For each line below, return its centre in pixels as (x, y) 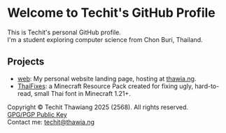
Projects (26, 62)
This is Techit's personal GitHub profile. (64, 32)
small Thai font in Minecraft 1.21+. (82, 93)
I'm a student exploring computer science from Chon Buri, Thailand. (105, 39)
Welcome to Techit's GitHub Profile (111, 13)
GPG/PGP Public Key (37, 114)
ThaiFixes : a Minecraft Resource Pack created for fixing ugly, (105, 86)
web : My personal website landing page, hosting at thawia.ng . (107, 78)
